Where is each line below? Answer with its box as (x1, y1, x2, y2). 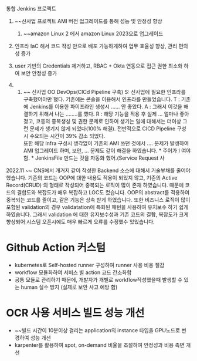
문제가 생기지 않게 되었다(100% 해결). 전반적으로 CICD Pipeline (29, 125, 176, 132)
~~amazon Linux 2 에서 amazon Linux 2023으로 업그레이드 (23, 30, 164, 37)
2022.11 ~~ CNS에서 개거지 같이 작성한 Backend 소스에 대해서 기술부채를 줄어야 (6, 167, 191, 174)
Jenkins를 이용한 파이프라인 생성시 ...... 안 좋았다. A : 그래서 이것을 (29, 103, 183, 110)
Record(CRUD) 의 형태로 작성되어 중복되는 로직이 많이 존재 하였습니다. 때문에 (6, 181, 184, 188)
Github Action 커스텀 (6, 241, 106, 254)
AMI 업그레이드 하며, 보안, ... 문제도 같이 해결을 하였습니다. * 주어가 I (23, 147, 180, 154)
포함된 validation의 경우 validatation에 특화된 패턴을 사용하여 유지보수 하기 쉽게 (6, 204, 189, 210)
